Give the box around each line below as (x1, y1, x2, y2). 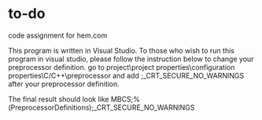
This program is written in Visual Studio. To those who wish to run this (8, 45, 234, 55)
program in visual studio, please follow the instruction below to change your (8, 54, 254, 64)
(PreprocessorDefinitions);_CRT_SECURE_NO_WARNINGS (8, 103, 195, 112)
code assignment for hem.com (8, 31, 108, 40)
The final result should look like (8, 94, 109, 104)
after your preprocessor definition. (8, 79, 120, 89)
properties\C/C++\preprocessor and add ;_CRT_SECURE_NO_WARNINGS (8, 71, 245, 80)
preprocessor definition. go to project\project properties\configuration (8, 62, 235, 71)
